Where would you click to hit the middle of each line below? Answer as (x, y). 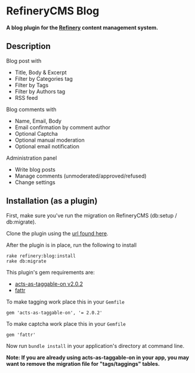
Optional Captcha (36, 133)
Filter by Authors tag (40, 91)
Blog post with (24, 60)
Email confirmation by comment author (63, 127)
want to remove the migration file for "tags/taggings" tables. (83, 363)
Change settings (35, 182)
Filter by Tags (32, 85)
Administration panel (32, 158)
